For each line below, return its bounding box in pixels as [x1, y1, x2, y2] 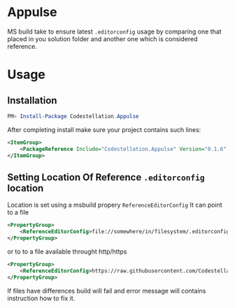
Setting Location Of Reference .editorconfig [7, 171, 205, 183]
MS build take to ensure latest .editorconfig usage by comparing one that [7, 27, 222, 36]
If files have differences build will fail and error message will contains [7, 286, 206, 295]
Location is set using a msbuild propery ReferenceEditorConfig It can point [7, 200, 222, 210]
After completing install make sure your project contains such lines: [7, 125, 201, 133]
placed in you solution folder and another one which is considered [7, 34, 198, 43]
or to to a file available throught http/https [7, 247, 127, 256]
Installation [7, 94, 57, 106]
